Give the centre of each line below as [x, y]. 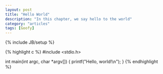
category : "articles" [28, 24]
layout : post [19, 10]
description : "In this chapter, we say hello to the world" [69, 19]
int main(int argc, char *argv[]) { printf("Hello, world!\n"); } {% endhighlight [81, 62]
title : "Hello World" [28, 14]
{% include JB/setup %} [30, 42]
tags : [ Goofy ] [20, 28]
